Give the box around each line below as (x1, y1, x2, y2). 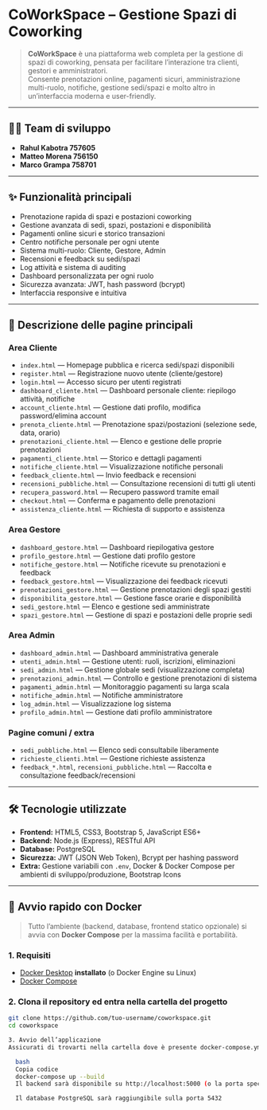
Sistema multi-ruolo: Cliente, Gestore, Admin (19, 245, 166, 255)
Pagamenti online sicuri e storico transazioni (19, 229, 165, 238)
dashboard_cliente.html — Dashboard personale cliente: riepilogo (19, 386, 237, 395)
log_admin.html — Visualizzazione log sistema (19, 699, 172, 708)
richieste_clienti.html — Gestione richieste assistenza (19, 754, 206, 763)
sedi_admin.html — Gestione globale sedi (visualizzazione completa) (19, 665, 245, 674)
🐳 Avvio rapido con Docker (8, 900, 142, 914)
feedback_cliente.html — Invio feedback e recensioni (19, 470, 196, 480)
